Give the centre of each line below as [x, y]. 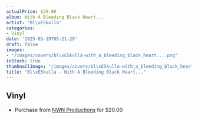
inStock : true [24, 61]
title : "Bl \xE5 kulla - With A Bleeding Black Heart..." [76, 72]
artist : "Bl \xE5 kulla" [34, 22]
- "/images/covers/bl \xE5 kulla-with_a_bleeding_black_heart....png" [92, 55]
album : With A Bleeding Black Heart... [55, 17]
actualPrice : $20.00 [32, 11]
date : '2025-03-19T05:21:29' [42, 39]
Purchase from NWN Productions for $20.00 [69, 110]
